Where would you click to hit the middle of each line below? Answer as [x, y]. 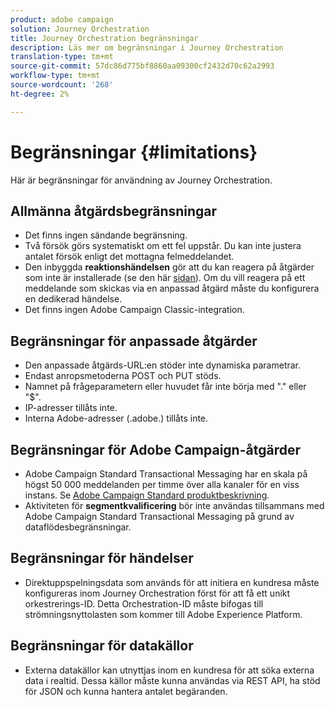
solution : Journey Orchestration [80, 29]
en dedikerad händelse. [73, 299]
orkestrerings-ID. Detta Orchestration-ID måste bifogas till [144, 603]
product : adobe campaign [62, 19]
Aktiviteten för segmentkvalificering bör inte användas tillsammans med [174, 505]
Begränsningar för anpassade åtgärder [134, 341]
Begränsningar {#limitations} [134, 152]
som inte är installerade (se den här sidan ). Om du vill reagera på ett [165, 278]
